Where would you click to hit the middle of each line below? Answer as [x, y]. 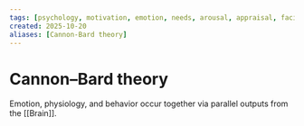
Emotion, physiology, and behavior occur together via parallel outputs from [149, 103]
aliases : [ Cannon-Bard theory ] [68, 34]
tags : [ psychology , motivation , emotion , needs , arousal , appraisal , [143, 18]
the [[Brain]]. [33, 113]
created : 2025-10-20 [48, 26]
